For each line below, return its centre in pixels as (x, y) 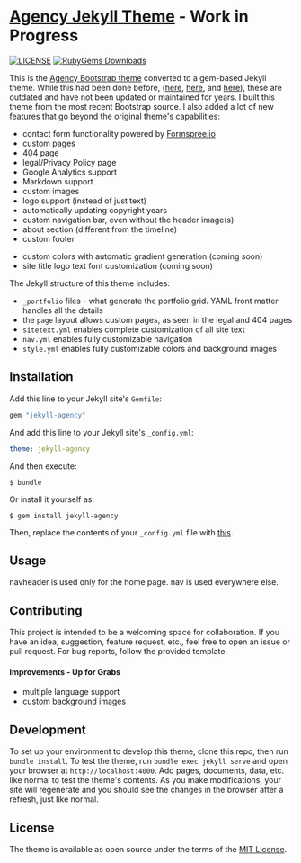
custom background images (74, 701)
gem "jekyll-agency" (48, 415)
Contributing (46, 611)
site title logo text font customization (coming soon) (118, 265)
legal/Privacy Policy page (69, 162)
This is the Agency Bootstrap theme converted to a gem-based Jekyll (138, 77)
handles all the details (62, 310)
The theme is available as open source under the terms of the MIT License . (148, 849)
